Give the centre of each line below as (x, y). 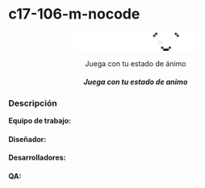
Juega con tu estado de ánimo (136, 63)
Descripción (33, 103)
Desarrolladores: (37, 157)
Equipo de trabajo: (40, 121)
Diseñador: (27, 139)
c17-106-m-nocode (74, 14)
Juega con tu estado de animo (136, 82)
